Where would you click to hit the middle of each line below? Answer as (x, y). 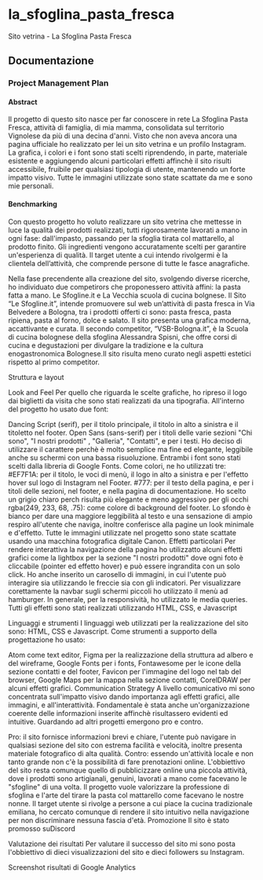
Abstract (23, 102)
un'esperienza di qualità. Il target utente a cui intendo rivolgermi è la (118, 255)
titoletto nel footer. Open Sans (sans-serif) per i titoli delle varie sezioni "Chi (130, 433)
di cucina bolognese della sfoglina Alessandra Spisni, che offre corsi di (123, 337)
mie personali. (31, 186)
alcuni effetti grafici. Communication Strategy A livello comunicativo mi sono (131, 688)
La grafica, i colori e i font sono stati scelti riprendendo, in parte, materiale (128, 153)
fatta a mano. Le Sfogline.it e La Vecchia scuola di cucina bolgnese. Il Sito (127, 295)
